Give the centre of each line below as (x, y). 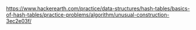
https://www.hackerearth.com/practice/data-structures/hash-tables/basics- (98, 9)
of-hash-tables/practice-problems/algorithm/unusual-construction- (88, 15)
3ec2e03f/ (19, 21)
